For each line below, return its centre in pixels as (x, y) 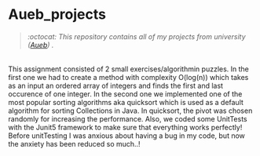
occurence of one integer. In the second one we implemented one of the (125, 94)
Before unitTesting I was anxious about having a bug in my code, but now (127, 136)
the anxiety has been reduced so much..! (74, 144)
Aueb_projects (57, 15)
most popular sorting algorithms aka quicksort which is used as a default (126, 103)
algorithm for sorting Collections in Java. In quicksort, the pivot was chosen (130, 111)
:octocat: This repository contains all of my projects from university (136, 36)
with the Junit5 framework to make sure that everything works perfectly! (125, 128)
